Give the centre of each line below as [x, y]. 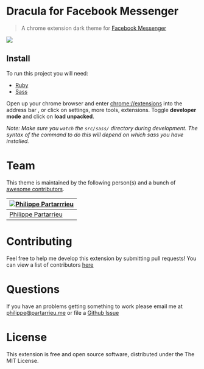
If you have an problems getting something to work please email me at [94, 306]
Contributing [39, 241]
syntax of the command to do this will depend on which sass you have [95, 135]
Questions [33, 289]
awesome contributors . [35, 189]
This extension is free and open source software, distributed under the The [100, 354]
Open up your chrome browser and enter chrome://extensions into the [94, 103]
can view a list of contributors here [50, 265]
